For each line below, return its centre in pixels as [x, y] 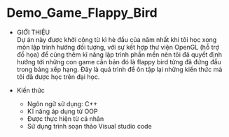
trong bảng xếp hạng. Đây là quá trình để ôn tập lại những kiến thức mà [119, 69]
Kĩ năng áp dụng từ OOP [63, 111]
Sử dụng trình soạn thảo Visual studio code [89, 126]
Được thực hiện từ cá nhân [65, 118]
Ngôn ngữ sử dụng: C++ [62, 103]
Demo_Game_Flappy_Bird [82, 13]
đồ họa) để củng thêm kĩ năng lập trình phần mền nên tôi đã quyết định [119, 55]
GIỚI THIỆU [33, 32]
